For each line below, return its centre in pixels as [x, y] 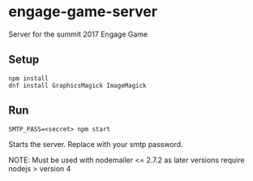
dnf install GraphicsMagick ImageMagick [78, 85]
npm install [28, 78]
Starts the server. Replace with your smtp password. [96, 144]
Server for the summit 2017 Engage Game [78, 34]
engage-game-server [83, 12]
